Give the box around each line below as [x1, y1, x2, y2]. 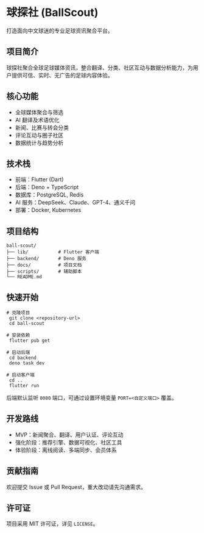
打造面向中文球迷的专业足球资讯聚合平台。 [6, 27, 113, 34]
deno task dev [9, 360, 45, 366]
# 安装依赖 [6, 332, 30, 338]
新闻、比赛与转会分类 [15, 123, 69, 131]
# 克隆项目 [6, 310, 30, 316]
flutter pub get [9, 338, 51, 344]
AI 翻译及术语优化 [15, 116, 60, 123]
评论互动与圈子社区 [15, 131, 64, 139]
